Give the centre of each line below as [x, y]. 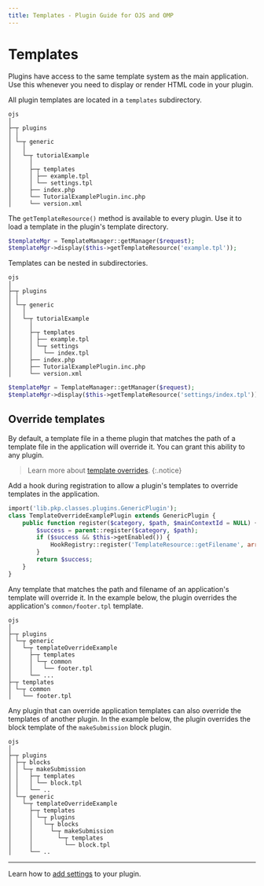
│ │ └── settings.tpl [50, 183]
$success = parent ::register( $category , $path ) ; [117, 530]
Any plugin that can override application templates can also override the [125, 710]
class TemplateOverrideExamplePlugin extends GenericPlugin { [112, 516]
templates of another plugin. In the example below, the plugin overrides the [130, 719]
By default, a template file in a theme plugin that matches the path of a [122, 438]
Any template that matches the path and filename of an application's [119, 589]
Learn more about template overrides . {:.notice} [104, 470]
